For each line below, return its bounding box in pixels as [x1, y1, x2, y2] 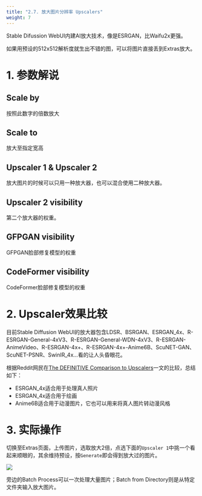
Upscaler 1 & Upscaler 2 [6, 162, 98, 173]
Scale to [6, 127, 38, 138]
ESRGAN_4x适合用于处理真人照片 [15, 384, 99, 392]
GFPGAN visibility [6, 232, 75, 243]
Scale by [6, 93, 40, 103]
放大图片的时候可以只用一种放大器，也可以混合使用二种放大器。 [6, 179, 165, 187]
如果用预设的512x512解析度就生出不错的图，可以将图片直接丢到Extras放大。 [6, 45, 196, 52]
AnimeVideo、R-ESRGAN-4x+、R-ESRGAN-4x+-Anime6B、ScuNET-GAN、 [6, 343, 195, 350]
